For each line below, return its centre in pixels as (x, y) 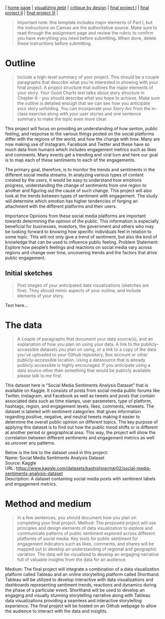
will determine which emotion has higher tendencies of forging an (71, 201)
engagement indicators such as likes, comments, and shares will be (85, 543)
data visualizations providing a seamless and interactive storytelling (73, 600)
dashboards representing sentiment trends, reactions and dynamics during (81, 584)
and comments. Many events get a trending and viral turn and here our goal (82, 155)
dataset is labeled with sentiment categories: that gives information (73, 411)
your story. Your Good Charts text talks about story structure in (81, 93)
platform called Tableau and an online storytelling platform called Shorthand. (82, 574)
